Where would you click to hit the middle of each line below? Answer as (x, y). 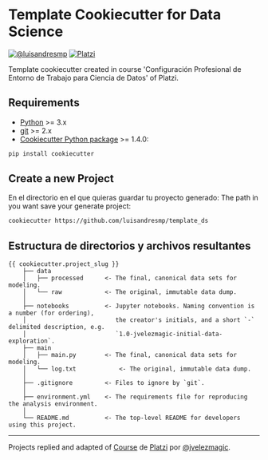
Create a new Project (61, 178)
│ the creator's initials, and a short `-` (139, 320)
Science (36, 32)
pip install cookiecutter (51, 153)
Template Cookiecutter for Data (115, 15)
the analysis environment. (53, 404)
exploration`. (32, 341)
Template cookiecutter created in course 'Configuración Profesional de (125, 69)
